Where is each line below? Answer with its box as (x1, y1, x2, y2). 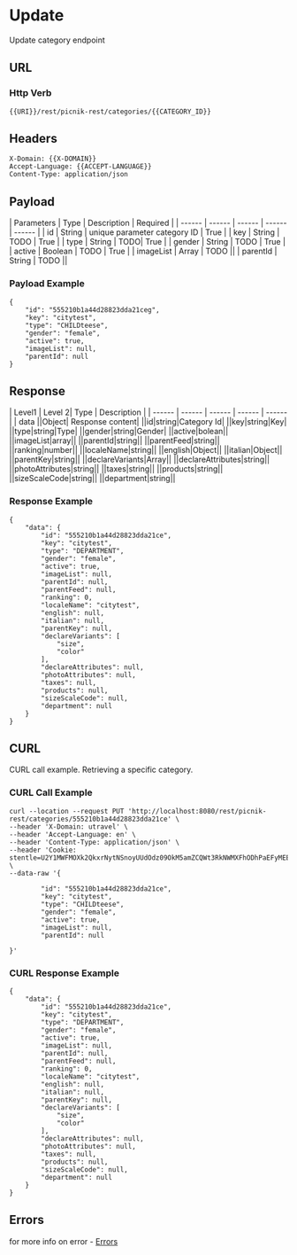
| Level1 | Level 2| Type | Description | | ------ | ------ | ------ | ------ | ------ (9, 407, 288, 417)
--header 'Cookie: (9, 846, 77, 854)
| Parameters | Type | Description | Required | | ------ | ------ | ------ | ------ (9, 218, 287, 229)
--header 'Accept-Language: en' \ (9, 830, 137, 838)
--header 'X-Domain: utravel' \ (9, 822, 128, 831)
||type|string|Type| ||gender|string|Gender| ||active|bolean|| (9, 426, 229, 437)
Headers (9, 131, 57, 146)
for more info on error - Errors (9, 1236, 118, 1246)
